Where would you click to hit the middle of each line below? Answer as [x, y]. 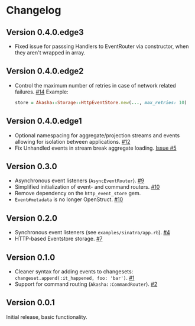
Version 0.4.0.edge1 [44, 121]
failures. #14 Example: [42, 92]
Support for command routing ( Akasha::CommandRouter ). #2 [86, 284]
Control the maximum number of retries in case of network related [95, 85]
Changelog [34, 10]
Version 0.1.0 [31, 257]
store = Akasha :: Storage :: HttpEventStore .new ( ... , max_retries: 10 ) [101, 102]
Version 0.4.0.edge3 [45, 32]
